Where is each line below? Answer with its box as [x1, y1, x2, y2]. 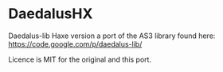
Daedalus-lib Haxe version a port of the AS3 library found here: [8, 31, 216, 40]
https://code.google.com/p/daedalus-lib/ [8, 39, 143, 48]
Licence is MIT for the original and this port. [8, 55, 152, 64]
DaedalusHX [8, 5, 93, 23]
